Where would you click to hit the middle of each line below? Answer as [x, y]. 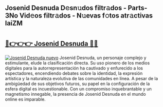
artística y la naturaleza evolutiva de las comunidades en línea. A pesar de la [81, 78]
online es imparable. [25, 99]
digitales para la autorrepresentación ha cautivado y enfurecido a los [74, 68]
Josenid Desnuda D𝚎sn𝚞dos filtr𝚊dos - [66, 8]
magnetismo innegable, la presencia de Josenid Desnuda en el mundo [75, 94]
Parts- [137, 8]
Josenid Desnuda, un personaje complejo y [103, 58]
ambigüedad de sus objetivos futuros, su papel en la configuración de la [77, 84]
